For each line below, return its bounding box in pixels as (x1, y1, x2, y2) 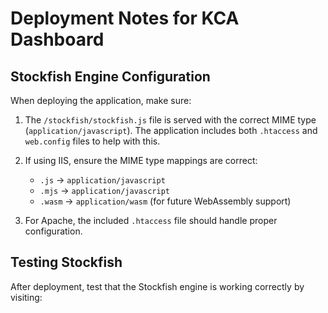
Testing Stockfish (10, 254, 123, 271)
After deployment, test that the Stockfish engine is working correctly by (10, 280, 305, 292)
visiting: (10, 291, 43, 303)
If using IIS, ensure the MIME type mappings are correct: (24, 155, 258, 166)
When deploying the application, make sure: (10, 95, 192, 106)
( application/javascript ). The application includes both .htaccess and (24, 125, 318, 136)
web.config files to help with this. (24, 135, 161, 147)
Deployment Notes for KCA (10, 7, 240, 30)
